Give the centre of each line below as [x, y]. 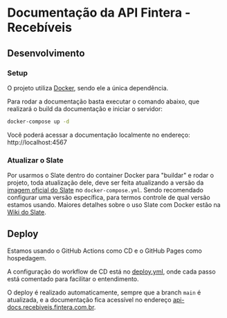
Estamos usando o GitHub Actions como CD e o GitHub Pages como [105, 251]
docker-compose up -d [38, 122]
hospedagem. [27, 258]
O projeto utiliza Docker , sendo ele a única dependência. [88, 87]
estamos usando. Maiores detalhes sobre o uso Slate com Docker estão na [114, 205]
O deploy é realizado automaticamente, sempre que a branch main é [104, 292]
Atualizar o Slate [35, 160]
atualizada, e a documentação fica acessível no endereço [89, 299]
